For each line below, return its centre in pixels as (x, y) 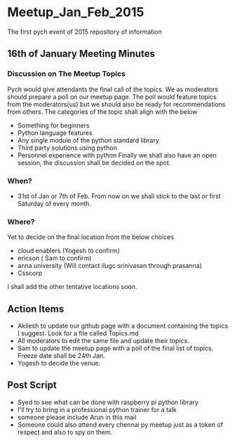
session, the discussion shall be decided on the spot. (94, 162)
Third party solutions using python (67, 148)
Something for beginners (53, 125)
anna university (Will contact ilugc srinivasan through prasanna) (109, 266)
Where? (21, 222)
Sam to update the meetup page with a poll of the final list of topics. (115, 348)
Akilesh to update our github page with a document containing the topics (123, 326)
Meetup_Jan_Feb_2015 (76, 12)
